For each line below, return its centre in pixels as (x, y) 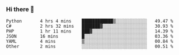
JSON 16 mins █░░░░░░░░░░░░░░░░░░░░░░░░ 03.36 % (90, 36)
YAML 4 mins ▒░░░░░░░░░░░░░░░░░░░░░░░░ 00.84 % (90, 42)
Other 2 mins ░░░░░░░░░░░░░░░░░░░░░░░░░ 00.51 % (90, 47)
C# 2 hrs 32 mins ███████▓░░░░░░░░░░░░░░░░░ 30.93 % (90, 26)
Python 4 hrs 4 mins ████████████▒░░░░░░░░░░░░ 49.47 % (90, 21)
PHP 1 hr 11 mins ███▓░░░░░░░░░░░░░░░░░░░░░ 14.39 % (90, 31)
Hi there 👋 (20, 9)
